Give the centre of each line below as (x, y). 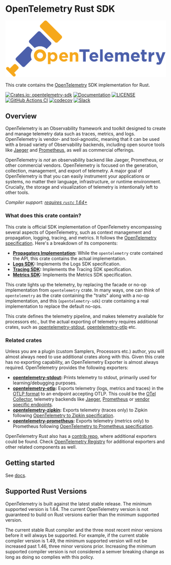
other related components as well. (41, 447)
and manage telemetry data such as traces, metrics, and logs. (70, 134)
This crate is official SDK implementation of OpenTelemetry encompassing (83, 227)
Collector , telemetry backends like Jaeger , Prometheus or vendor (81, 399)
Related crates (24, 340)
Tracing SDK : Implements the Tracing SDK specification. (72, 269)
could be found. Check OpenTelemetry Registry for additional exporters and (85, 441)
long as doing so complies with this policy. (50, 557)
